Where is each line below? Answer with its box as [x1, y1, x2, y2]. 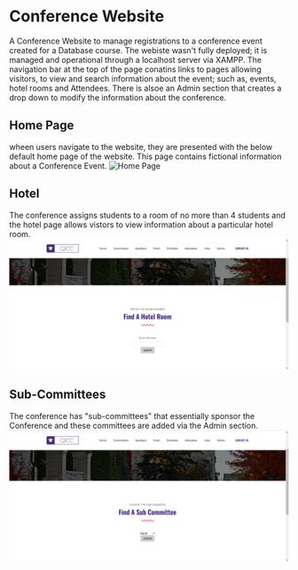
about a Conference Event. [9, 160, 107, 170]
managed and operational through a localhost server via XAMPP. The [9, 54, 262, 65]
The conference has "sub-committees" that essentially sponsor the [9, 410, 255, 421]
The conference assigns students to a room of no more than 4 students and [9, 210, 286, 220]
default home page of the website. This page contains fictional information [9, 151, 282, 162]
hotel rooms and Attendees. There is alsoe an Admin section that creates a [9, 83, 282, 93]
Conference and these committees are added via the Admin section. [9, 420, 259, 431]
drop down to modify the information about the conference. [9, 91, 227, 103]
